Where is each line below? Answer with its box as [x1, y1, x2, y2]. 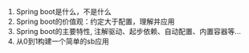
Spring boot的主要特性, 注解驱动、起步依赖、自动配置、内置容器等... [15, 27, 241, 36]
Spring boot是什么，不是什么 [15, 7, 112, 16]
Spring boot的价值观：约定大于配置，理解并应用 [15, 17, 175, 26]
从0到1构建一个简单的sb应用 [15, 36, 110, 46]
